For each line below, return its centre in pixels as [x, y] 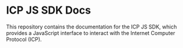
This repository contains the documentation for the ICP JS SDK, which [91, 27]
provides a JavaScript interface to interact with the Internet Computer [91, 33]
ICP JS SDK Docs [49, 10]
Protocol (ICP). [24, 39]
